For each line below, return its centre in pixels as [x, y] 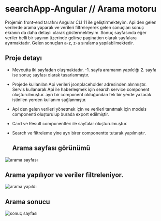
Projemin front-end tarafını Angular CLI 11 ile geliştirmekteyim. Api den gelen [81, 22]
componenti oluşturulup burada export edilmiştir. [60, 114]
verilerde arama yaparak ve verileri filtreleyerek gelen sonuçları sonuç [74, 27]
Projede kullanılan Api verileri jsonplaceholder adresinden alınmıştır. [79, 84]
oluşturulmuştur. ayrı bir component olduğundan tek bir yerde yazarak [81, 94]
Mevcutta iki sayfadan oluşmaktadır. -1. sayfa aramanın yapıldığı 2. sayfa [84, 70]
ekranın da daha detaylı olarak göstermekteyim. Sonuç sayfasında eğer [76, 32]
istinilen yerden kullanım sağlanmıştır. [49, 100]
